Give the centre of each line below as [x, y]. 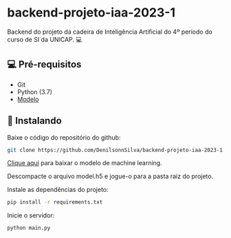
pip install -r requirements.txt [55, 202]
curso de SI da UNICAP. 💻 [45, 39]
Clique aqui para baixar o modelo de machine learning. [85, 163]
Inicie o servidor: [31, 215]
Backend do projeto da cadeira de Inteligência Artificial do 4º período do [110, 32]
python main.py [29, 228]
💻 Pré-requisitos [44, 64]
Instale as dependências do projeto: [58, 190]
